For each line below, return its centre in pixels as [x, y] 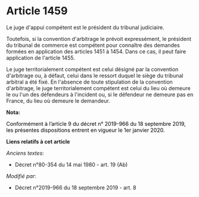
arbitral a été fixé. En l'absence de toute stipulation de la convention [89, 82]
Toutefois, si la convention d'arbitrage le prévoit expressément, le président [99, 39]
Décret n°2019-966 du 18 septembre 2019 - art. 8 [76, 188]
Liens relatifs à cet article [38, 141]
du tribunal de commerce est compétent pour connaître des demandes [93, 45]
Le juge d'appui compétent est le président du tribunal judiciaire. [85, 27]
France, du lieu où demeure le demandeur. [58, 101]
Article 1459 [37, 11]
